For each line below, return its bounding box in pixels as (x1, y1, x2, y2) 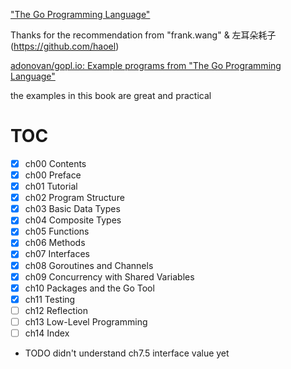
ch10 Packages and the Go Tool (24, 282, 155, 294)
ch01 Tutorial (24, 180, 78, 193)
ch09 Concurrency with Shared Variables (24, 270, 195, 283)
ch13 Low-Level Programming (24, 315, 148, 328)
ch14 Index (24, 327, 70, 339)
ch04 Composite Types (24, 214, 122, 226)
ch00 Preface (24, 169, 82, 181)
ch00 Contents (24, 157, 87, 169)
